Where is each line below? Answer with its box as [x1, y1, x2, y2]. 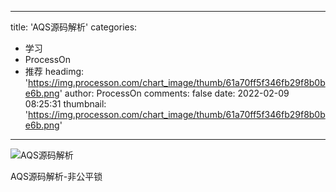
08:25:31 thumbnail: [24, 98, 107, 110]
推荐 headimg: [24, 66, 85, 77]
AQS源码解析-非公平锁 [10, 171, 103, 182]
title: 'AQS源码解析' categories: [10, 21, 138, 33]
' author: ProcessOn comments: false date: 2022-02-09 [59, 87, 290, 99]
